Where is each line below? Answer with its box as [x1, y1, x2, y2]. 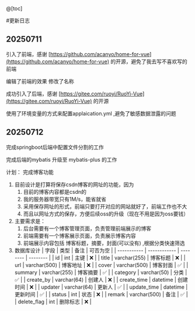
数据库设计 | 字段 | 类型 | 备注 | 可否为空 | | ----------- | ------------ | [14, 247, 180, 254]
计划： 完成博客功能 [6, 168, 54, 175]
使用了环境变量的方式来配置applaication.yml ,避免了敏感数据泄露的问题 [6, 110, 176, 117]
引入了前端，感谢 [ [6, 50, 51, 57]
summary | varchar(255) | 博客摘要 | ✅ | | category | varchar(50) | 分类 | [14, 269, 187, 276]
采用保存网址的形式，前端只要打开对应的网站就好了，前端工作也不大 [23, 203, 187, 210]
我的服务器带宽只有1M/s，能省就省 [23, 196, 107, 203]
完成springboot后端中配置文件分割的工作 [6, 143, 104, 151]
